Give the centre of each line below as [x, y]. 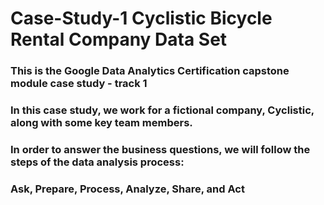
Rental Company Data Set [119, 39]
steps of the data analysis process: [97, 162]
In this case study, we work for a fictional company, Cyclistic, [162, 110]
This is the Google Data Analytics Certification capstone [150, 71]
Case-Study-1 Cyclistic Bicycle [141, 18]
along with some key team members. [101, 123]
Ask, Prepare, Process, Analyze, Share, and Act [127, 189]
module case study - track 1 [79, 84]
